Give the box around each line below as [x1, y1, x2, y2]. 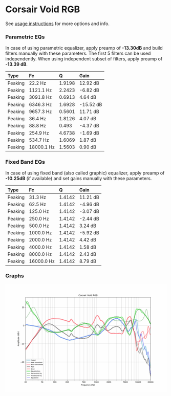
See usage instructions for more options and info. [5, 20, 110, 27]
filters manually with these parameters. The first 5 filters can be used [5, 50, 151, 57]
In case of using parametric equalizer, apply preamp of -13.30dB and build [5, 45, 163, 51]
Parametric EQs [5, 33, 45, 40]
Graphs [5, 272, 24, 279]
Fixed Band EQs [5, 158, 45, 165]
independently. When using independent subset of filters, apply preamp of [5, 56, 163, 62]
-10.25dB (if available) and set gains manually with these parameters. [5, 175, 152, 182]
